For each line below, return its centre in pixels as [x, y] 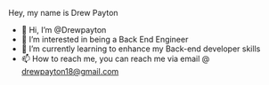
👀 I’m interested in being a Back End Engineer [105, 39]
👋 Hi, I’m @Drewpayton [64, 30]
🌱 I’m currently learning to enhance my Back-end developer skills [141, 49]
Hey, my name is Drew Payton [63, 13]
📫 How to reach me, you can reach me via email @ [115, 58]
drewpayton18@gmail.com [70, 71]
